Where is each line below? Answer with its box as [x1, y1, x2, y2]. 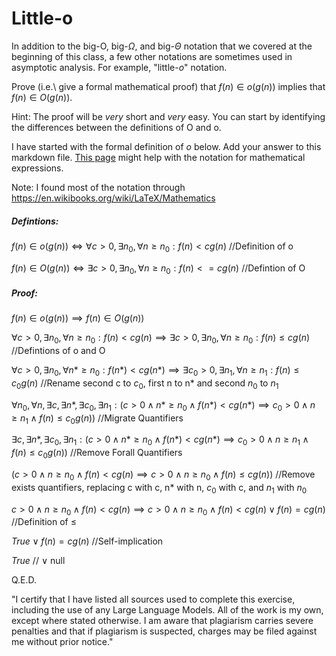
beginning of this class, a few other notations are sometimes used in [11, 50, 293, 62]
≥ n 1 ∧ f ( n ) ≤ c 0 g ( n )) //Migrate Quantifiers [11, 412, 184, 426]
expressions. [11, 162, 64, 174]
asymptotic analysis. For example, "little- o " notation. [11, 61, 228, 73]
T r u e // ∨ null [11, 555, 66, 567]
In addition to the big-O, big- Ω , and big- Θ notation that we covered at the [11, 40, 313, 52]
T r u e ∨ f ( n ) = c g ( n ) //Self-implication [11, 535, 164, 547]
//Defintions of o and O [11, 345, 106, 357]
